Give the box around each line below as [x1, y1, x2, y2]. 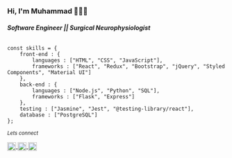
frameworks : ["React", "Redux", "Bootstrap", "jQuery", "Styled [32, 63, 226, 70]
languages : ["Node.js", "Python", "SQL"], [32, 87, 160, 94]
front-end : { [19, 51, 60, 58]
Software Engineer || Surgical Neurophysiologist [7, 24, 151, 32]
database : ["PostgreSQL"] [19, 112, 98, 119]
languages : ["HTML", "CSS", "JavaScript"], [32, 57, 163, 64]
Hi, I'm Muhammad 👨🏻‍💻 [7, 6, 88, 16]
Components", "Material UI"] [7, 69, 92, 76]
